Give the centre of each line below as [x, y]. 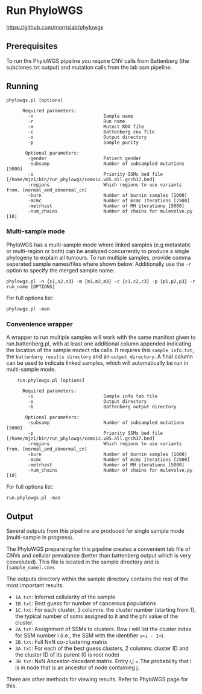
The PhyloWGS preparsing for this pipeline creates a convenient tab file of [99, 549]
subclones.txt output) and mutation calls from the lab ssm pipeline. [89, 67]
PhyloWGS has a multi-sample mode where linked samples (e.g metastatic [99, 245]
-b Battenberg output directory [102, 407]
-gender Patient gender [85, 158]
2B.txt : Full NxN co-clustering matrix [61, 641]
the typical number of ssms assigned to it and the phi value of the [96, 616]
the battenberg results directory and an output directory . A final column [99, 356]
